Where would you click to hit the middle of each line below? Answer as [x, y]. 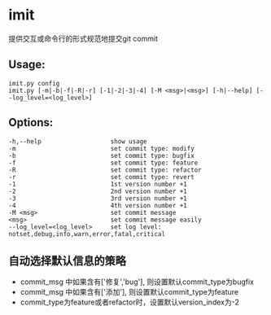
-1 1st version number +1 [98, 184]
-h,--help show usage [78, 141]
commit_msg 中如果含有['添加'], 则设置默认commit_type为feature [129, 292]
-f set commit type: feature [103, 163]
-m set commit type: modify [102, 148]
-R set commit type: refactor [105, 170]
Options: [31, 122]
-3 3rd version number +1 [98, 198]
